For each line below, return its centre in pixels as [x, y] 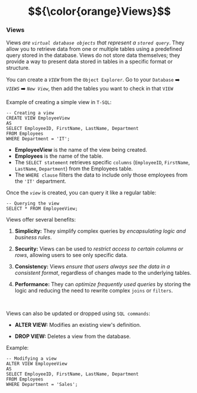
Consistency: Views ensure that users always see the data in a [92, 267]
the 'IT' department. [41, 181]
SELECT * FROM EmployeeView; [42, 209]
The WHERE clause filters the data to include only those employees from [101, 175]
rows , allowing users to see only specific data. [71, 255]
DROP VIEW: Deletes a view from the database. [73, 336]
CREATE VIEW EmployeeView [38, 118]
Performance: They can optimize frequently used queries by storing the [103, 284]
